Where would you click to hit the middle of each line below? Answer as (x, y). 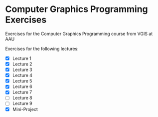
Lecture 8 (22, 98)
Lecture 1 (22, 58)
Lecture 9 (22, 103)
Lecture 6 (22, 86)
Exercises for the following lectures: (42, 48)
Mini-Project (25, 109)
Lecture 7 (22, 92)
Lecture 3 (22, 70)
